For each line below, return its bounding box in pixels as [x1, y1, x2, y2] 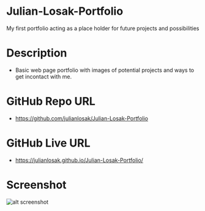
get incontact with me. [15, 72, 72, 80]
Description [6, 46, 67, 60]
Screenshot [6, 178, 67, 191]
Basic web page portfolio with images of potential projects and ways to [15, 66, 195, 74]
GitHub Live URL [6, 136, 91, 150]
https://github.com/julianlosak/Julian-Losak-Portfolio [15, 115, 149, 122]
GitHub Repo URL [6, 94, 96, 109]
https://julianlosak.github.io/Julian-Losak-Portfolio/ [15, 156, 144, 164]
